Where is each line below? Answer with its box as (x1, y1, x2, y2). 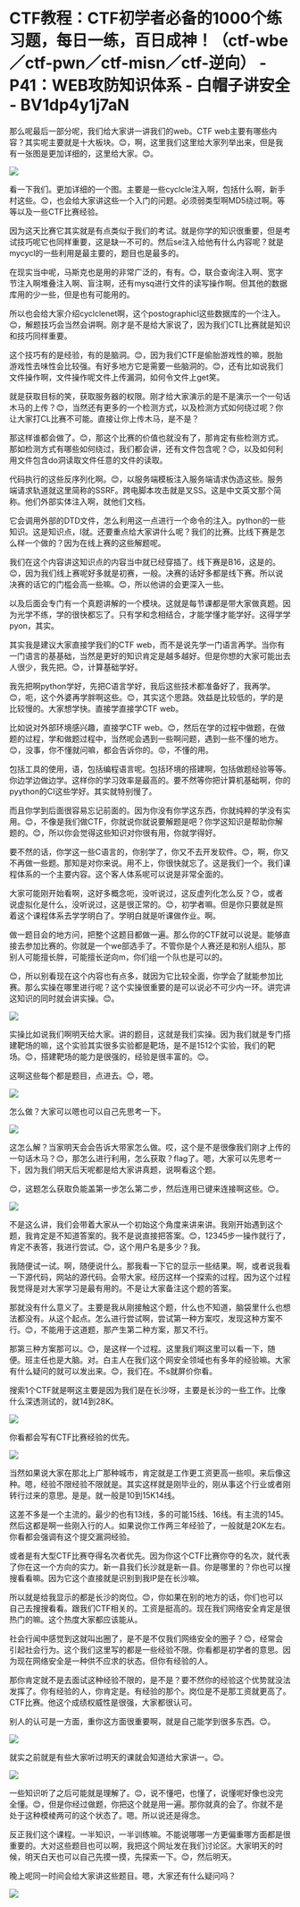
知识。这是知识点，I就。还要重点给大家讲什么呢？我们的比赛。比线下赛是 (9, 526, 278, 537)
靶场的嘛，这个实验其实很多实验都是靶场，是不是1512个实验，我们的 (16, 1039, 268, 1050)
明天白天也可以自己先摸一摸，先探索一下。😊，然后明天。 (24, 1851, 237, 1862)
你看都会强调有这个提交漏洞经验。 (9, 1531, 135, 1542)
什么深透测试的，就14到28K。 (9, 1396, 119, 1407)
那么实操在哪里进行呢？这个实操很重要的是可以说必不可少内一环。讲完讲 (24, 981, 291, 992)
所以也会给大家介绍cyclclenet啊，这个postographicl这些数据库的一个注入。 (9, 308, 286, 319)
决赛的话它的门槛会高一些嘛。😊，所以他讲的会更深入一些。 (9, 578, 229, 589)
